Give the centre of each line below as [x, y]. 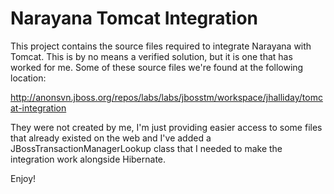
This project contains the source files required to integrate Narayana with [161, 46]
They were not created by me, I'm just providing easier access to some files [166, 127]
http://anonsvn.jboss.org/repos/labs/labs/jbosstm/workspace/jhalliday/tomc [166, 97]
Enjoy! [23, 178]
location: [28, 78]
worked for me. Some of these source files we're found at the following [157, 67]
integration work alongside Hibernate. [88, 159]
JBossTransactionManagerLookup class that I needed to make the [146, 148]
